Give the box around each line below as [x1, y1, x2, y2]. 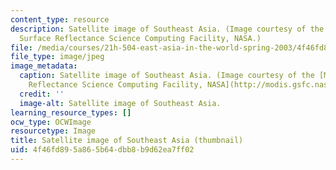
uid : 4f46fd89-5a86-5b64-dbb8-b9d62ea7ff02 [10, 145, 195, 155]
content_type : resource [10, 14, 110, 25]
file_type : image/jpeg [10, 52, 105, 62]
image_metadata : [10, 61, 78, 71]
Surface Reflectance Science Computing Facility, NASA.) [19, 33, 262, 43]
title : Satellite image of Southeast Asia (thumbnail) [10, 136, 244, 146]
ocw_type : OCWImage [10, 117, 92, 127]
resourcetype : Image [10, 126, 97, 136]
